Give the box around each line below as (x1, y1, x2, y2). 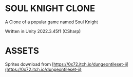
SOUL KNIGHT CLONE (5, 3, 95, 14)
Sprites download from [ (5, 61, 54, 67)
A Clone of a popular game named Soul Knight (5, 19, 98, 25)
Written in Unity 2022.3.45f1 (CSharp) (5, 28, 81, 34)
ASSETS (5, 46, 39, 56)
